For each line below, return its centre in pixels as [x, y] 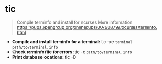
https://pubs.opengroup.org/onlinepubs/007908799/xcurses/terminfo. [87, 27]
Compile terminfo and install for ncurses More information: [75, 22]
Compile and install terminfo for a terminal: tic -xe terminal [72, 41]
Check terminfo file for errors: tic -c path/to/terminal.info [72, 52]
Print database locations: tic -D [44, 57]
